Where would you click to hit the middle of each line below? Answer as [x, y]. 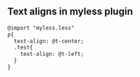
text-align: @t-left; [52, 54]
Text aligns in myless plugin [70, 12]
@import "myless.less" [41, 28]
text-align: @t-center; [49, 41]
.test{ [23, 48]
